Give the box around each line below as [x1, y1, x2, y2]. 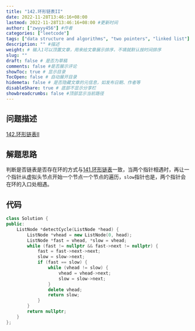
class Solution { [6, 216, 49, 222]
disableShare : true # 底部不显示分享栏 [6, 85, 97, 91]
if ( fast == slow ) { [37, 259, 88, 265]
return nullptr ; [27, 309, 67, 315]
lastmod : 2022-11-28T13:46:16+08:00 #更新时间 [6, 19, 118, 25]
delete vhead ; [47, 286, 83, 293]
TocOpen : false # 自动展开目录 [6, 74, 77, 80]
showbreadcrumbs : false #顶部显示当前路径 [6, 91, 104, 96]
